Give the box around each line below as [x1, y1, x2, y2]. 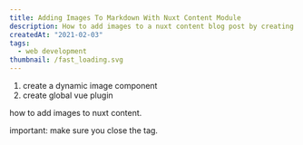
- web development [17, 47, 88, 56]
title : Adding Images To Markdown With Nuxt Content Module [9, 13, 242, 23]
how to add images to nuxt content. [9, 108, 142, 118]
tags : [9, 38, 30, 48]
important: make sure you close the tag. [9, 125, 159, 136]
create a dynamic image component [22, 81, 158, 91]
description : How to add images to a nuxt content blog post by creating [9, 22, 295, 31]
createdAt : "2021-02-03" [9, 30, 103, 39]
